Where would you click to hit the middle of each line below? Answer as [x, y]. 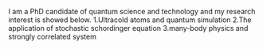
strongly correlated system [53, 36]
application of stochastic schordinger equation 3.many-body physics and [128, 28]
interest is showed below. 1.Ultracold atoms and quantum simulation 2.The [130, 20]
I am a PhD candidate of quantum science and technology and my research [132, 11]
